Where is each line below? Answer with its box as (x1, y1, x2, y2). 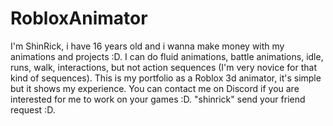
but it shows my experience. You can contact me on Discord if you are (10, 82, 300, 94)
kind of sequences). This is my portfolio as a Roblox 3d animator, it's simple (10, 72, 322, 84)
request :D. (10, 103, 56, 116)
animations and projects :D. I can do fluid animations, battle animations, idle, (10, 50, 324, 62)
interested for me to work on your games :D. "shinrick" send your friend (10, 93, 306, 105)
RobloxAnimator (10, 7, 148, 30)
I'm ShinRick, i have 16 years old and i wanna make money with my (10, 40, 285, 52)
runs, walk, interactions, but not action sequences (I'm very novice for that (10, 61, 317, 73)
